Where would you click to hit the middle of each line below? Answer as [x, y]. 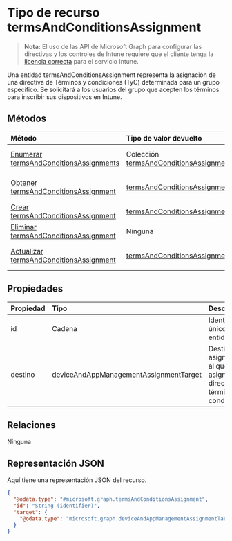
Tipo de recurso [54, 13]
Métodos [27, 119]
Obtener [24, 183]
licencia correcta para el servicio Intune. [81, 61]
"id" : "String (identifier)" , [57, 506]
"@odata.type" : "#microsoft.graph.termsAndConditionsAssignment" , [111, 499]
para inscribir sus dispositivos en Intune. [65, 97]
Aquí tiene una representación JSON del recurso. [77, 480]
